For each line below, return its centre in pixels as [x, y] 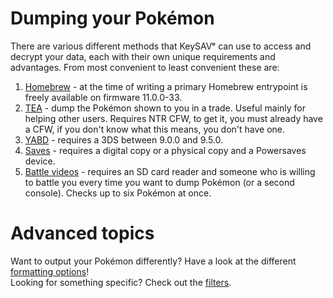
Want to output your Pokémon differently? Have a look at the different [153, 261]
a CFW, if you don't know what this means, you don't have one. [155, 129]
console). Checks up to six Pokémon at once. [118, 193]
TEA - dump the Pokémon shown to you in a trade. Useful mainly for [165, 108]
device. [40, 161]
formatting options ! [50, 271]
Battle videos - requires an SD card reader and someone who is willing [170, 171]
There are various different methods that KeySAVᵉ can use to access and [161, 46]
